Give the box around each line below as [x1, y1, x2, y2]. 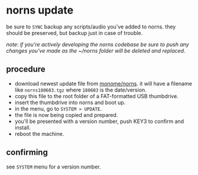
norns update [6, 4, 74, 17]
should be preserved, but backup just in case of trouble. [6, 29, 143, 36]
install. [14, 124, 31, 131]
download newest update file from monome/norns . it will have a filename [14, 80, 192, 87]
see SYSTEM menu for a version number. [6, 163, 102, 170]
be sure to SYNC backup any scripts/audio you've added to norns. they [6, 23, 176, 30]
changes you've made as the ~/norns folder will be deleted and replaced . [6, 47, 186, 54]
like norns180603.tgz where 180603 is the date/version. [14, 86, 147, 93]
